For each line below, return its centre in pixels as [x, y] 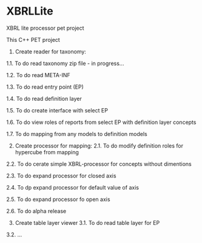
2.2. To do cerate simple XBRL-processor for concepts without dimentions [99, 164]
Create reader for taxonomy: [51, 51]
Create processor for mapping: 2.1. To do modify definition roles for [99, 145]
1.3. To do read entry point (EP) [45, 87]
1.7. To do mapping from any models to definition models [77, 134]
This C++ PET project [33, 39]
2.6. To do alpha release [36, 211]
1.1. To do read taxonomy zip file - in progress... [65, 63]
